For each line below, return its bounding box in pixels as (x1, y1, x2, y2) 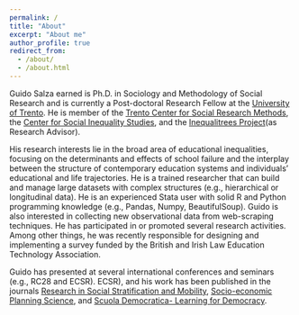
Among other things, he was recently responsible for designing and (9, 229, 259, 240)
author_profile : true (9, 38, 91, 48)
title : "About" (9, 22, 67, 31)
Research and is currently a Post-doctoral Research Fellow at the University (9, 97, 290, 108)
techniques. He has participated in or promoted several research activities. (9, 220, 286, 230)
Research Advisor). (9, 126, 81, 137)
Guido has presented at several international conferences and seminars (9, 266, 275, 277)
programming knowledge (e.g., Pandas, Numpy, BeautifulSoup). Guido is (9, 201, 279, 211)
